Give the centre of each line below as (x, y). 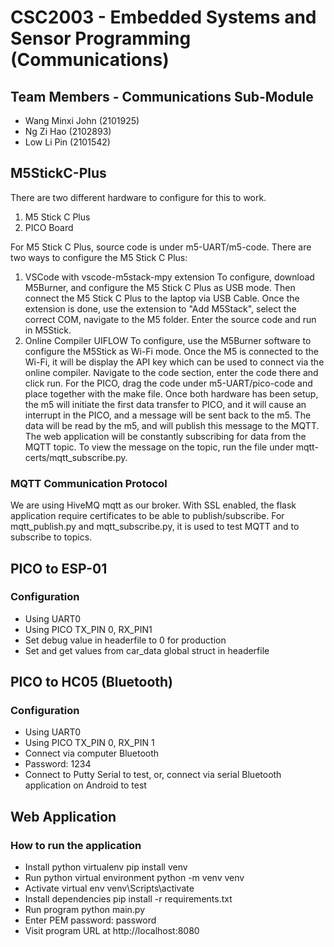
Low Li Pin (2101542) (67, 142)
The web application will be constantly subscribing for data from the (165, 436)
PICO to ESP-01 (59, 568)
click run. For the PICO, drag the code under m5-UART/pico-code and (168, 383)
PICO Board (49, 227)
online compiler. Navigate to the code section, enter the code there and (171, 372)
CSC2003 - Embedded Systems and (163, 17)
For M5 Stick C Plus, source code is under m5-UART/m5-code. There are (161, 247)
